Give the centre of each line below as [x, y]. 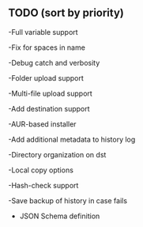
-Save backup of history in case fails [68, 200]
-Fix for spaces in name [47, 47]
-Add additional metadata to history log [72, 139]
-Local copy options [41, 170]
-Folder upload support [46, 78]
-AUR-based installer [42, 124]
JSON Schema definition [60, 216]
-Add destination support [49, 108]
